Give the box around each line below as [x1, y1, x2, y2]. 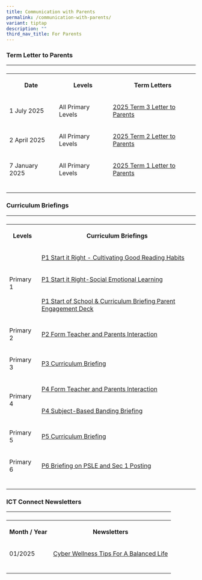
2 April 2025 [9, 136, 46, 144]
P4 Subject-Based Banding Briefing [41, 406, 143, 415]
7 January [9, 162, 38, 170]
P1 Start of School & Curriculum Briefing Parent [41, 297, 176, 305]
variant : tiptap [6, 20, 47, 26]
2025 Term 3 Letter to [112, 103, 176, 111]
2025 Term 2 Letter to [112, 132, 176, 141]
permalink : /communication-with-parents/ [6, 14, 112, 20]
